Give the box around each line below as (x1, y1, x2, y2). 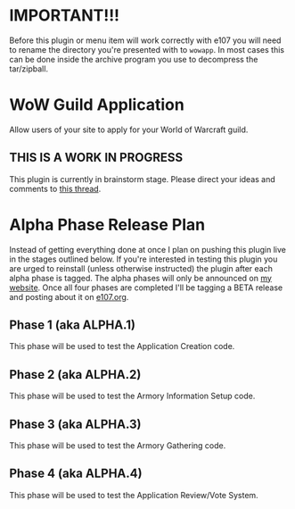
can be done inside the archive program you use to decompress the (9, 54, 258, 64)
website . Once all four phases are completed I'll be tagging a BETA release (9, 282, 283, 293)
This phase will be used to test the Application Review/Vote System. (9, 489, 258, 500)
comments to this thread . (9, 183, 102, 194)
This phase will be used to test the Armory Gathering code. (9, 440, 226, 451)
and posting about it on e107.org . (9, 291, 129, 302)
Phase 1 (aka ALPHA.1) (9, 318, 136, 333)
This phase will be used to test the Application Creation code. (9, 341, 235, 352)
